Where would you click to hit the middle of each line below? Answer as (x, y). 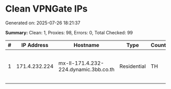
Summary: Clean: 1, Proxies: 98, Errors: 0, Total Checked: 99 (69, 32)
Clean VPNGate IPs (47, 9)
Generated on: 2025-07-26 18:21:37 (43, 23)
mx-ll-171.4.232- (81, 63)
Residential (133, 66)
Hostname (87, 45)
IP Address (35, 45)
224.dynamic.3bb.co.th (87, 69)
